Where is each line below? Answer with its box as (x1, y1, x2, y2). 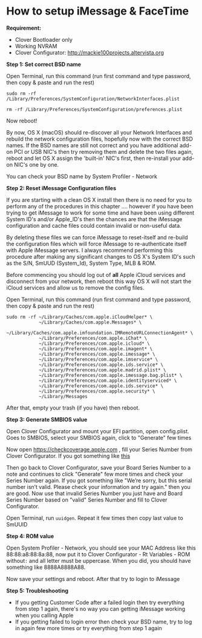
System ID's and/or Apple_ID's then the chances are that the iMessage (6, 215, 183, 222)
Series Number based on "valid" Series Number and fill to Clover (6, 496, 168, 503)
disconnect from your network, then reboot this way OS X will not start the (6, 277, 192, 285)
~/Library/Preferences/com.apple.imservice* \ (38, 356, 158, 362)
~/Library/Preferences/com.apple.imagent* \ (38, 345, 153, 352)
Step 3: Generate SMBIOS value (6, 416, 88, 423)
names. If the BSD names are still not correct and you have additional (6, 141, 178, 149)
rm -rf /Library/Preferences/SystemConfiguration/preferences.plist (6, 106, 183, 113)
